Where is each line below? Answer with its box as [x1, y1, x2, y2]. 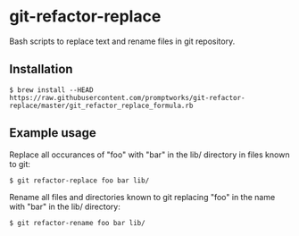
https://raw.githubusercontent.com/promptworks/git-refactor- [9, 93, 245, 102]
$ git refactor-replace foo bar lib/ [9, 176, 150, 185]
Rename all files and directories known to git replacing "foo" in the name [9, 191, 276, 202]
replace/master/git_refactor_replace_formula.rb [9, 101, 194, 110]
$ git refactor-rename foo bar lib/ [9, 218, 145, 227]
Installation [9, 62, 73, 77]
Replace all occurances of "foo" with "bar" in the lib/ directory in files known [9, 149, 290, 160]
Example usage [9, 125, 96, 140]
